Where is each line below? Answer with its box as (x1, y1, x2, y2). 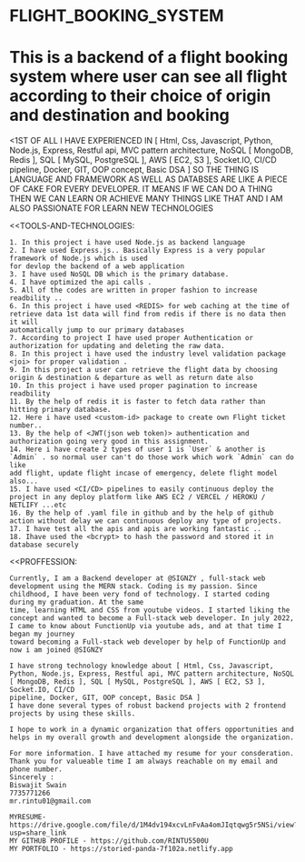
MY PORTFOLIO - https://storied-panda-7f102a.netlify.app (9, 845, 233, 854)
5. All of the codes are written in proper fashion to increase (9, 286, 258, 296)
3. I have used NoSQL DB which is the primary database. (9, 270, 230, 279)
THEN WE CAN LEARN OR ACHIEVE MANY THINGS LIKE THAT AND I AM (9, 193, 283, 205)
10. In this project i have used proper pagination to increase (9, 381, 258, 391)
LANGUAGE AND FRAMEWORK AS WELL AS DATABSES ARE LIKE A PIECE (9, 174, 288, 185)
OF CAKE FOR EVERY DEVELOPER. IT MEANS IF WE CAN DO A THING (9, 184, 273, 195)
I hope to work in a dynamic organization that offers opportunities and (9, 725, 295, 735)
